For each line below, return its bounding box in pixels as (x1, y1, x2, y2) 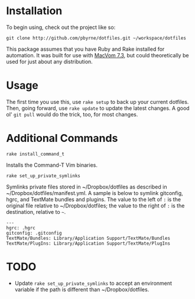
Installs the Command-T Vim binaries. (6, 161, 97, 168)
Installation (6, 4, 63, 18)
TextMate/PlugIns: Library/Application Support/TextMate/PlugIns (6, 240, 170, 246)
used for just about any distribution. (6, 58, 93, 65)
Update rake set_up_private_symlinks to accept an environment (14, 279, 173, 287)
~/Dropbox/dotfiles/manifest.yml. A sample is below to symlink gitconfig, (6, 189, 183, 196)
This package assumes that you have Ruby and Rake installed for (6, 45, 165, 53)
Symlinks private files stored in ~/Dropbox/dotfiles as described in (6, 183, 167, 190)
